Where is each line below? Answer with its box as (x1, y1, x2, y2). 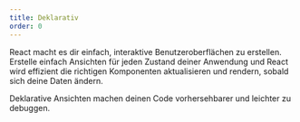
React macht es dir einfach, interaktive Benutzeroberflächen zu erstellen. (9, 46, 283, 57)
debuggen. (9, 102, 51, 113)
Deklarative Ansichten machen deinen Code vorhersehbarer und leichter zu (9, 92, 292, 104)
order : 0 (9, 22, 43, 31)
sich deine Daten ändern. (9, 75, 103, 86)
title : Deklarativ (9, 13, 79, 23)
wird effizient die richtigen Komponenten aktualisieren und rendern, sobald (9, 65, 289, 77)
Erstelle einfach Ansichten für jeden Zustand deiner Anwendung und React (9, 56, 288, 67)
